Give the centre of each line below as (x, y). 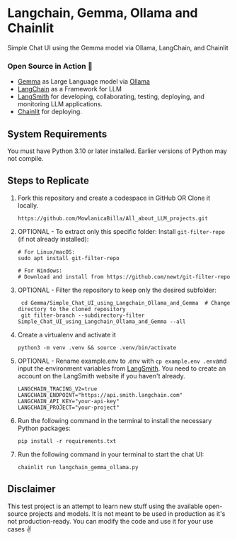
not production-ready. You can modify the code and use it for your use (110, 521)
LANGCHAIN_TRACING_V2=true (57, 389)
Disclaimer (31, 489)
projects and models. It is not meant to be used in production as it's (127, 513)
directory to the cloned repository (71, 309)
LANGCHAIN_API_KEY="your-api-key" (68, 401)
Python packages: (44, 428)
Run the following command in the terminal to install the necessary (115, 420)
